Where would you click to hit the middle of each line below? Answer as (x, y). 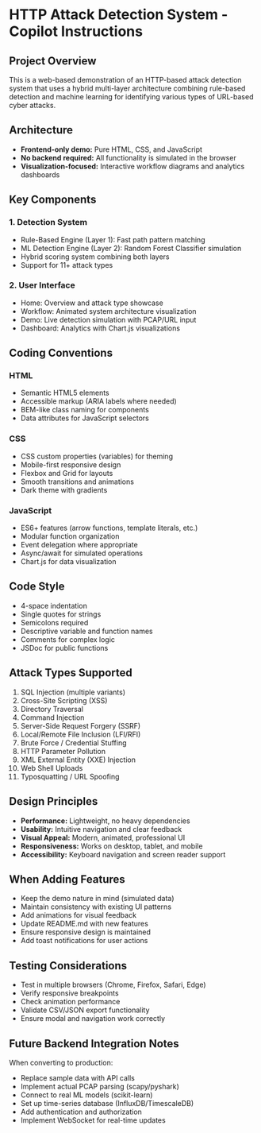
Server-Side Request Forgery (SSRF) (81, 725)
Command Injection (52, 717)
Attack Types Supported (71, 673)
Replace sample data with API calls (78, 1077)
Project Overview (53, 61)
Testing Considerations (68, 966)
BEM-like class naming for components (84, 410)
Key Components (53, 200)
